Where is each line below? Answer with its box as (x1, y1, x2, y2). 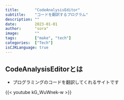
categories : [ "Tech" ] (5, 40, 53, 45)
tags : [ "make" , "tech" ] (5, 36, 71, 41)
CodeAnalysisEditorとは (5, 65, 83, 74)
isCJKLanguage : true (5, 45, 49, 50)
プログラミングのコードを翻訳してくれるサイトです (12, 79, 119, 85)
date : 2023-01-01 (5, 21, 58, 27)
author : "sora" (5, 26, 49, 31)
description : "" (5, 17, 39, 22)
